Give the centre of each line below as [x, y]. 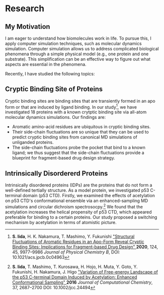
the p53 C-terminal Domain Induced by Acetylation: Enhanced [75, 277]
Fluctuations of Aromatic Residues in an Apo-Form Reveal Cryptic [78, 241]
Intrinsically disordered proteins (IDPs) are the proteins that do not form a [79, 185]
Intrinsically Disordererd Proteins [57, 173]
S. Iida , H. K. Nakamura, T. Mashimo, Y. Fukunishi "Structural [73, 236]
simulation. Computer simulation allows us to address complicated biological [82, 49]
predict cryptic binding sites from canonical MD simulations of [75, 137]
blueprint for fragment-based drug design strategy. [64, 158]
